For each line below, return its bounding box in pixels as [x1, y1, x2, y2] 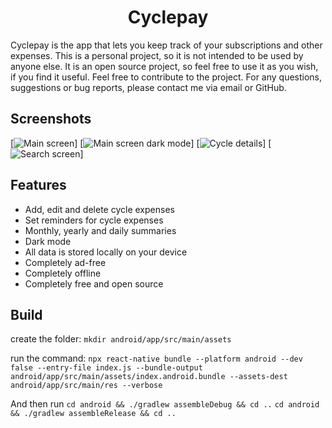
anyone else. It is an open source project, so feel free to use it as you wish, [10, 60, 319, 72]
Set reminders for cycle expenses [24, 214, 164, 226]
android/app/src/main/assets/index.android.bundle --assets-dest [10, 372, 288, 382]
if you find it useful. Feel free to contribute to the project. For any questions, [10, 71, 323, 83]
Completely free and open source [24, 277, 164, 290]
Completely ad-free [24, 256, 107, 268]
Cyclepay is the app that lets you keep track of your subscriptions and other [10, 39, 323, 51]
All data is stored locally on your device [24, 246, 188, 258]
